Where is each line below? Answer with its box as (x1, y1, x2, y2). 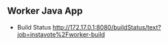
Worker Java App (7, 5, 84, 17)
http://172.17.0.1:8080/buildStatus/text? (52, 23, 161, 31)
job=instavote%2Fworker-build (16, 30, 105, 38)
